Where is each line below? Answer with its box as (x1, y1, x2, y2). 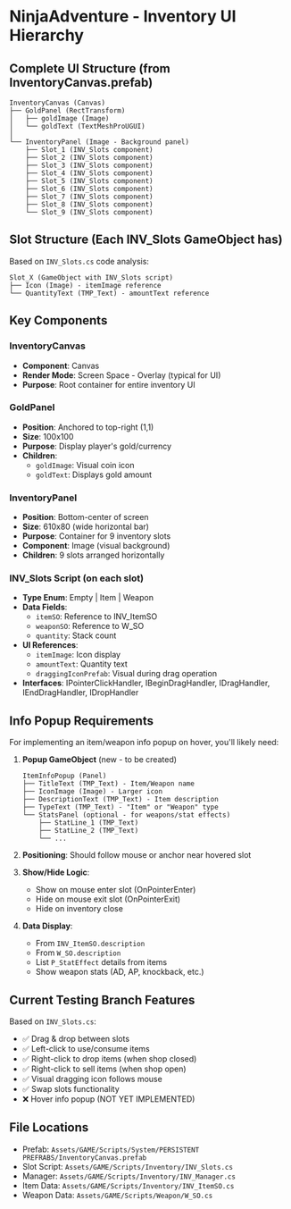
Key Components (9, 313, 108, 328)
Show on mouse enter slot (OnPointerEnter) (35, 885, 196, 895)
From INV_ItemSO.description (35, 938, 145, 949)
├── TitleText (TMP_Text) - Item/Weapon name (21, 779, 195, 788)
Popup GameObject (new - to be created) (21, 754, 177, 765)
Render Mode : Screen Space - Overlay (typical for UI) (21, 369, 221, 381)
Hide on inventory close (35, 903, 123, 914)
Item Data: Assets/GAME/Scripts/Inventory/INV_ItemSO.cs (21, 1180, 235, 1190)
